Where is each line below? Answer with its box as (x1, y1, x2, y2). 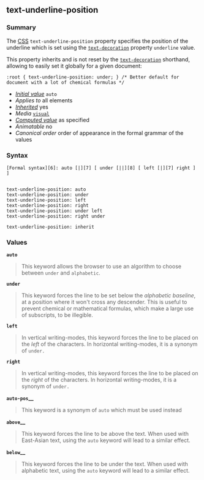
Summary (6, 23, 37, 32)
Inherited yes (15, 103, 49, 110)
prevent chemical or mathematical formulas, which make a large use (21, 305, 194, 312)
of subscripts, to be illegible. (21, 311, 94, 319)
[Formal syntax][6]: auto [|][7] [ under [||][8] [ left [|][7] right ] (6, 165, 196, 171)
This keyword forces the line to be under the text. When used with (21, 460, 189, 468)
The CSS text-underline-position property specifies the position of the (6, 37, 189, 45)
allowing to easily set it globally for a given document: (6, 62, 142, 69)
